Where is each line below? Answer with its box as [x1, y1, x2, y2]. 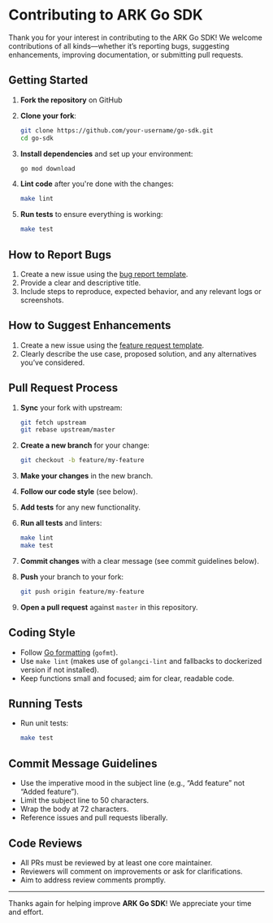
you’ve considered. [19, 357, 85, 367]
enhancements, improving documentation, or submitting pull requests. [8, 50, 244, 59]
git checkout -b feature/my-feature [19, 457, 145, 465]
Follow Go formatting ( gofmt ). [19, 648, 119, 657]
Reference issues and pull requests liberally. [19, 812, 168, 822]
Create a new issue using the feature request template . [19, 340, 205, 350]
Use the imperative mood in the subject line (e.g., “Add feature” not [19, 778, 245, 788]
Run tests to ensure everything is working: [19, 210, 163, 219]
